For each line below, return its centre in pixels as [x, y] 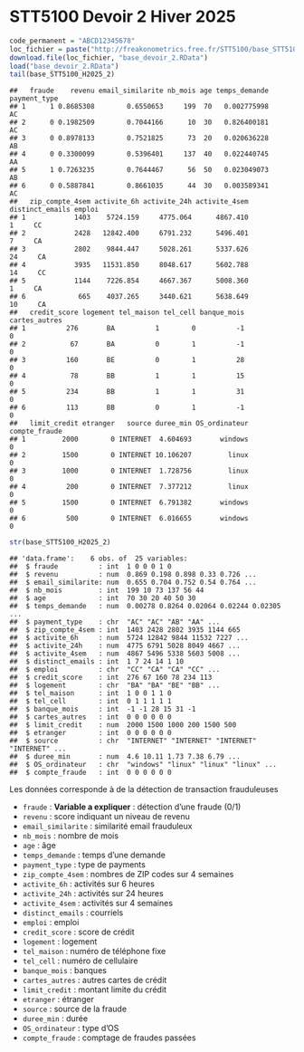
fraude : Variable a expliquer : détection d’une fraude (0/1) [132, 807]
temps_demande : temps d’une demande [94, 855]
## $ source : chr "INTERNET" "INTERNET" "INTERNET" [133, 741]
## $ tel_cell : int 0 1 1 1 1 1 [90, 702]
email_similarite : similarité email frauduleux [107, 827]
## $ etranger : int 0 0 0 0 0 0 [90, 733]
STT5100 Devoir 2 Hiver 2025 [123, 17]
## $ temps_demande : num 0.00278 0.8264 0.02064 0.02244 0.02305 [145, 607]
